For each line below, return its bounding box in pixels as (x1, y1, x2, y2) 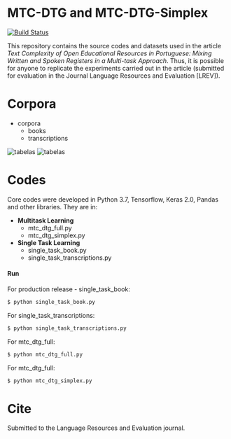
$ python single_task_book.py (7, 299, 96, 306)
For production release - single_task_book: (7, 285, 131, 293)
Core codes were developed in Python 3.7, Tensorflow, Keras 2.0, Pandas (7, 195, 219, 204)
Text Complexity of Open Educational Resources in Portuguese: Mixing (7, 49, 212, 57)
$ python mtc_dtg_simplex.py (7, 377, 92, 384)
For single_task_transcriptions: (7, 311, 95, 319)
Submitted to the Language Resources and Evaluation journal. (7, 424, 185, 432)
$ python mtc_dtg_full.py (7, 351, 83, 358)
